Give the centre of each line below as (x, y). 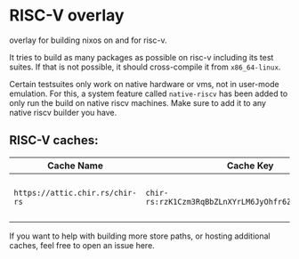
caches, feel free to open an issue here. (82, 245)
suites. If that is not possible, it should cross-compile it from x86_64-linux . (145, 67)
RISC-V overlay (67, 16)
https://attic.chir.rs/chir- (75, 193)
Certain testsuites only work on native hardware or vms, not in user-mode (144, 84)
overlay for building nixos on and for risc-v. (88, 40)
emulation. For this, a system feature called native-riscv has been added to (149, 93)
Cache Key (250, 166)
